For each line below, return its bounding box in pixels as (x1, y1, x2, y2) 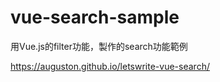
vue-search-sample (10, 6, 180, 29)
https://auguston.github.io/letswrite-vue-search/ (10, 60, 210, 72)
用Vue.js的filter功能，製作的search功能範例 (10, 40, 188, 52)
